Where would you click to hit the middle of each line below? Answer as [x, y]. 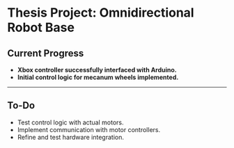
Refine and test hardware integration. [70, 137]
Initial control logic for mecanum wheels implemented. [98, 77]
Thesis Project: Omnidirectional [101, 13]
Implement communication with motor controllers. [89, 129]
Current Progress [46, 53]
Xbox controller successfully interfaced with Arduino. [97, 70]
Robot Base [41, 27]
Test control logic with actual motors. [70, 122]
